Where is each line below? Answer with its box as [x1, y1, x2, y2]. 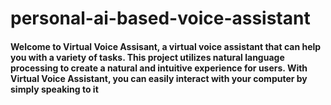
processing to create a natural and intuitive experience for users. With [10, 62, 308, 74]
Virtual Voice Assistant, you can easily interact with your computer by [10, 72, 308, 84]
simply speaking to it [10, 83, 99, 95]
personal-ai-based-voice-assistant [10, 7, 311, 30]
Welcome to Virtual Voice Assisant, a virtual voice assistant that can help [10, 40, 322, 52]
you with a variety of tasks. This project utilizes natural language [10, 51, 285, 63]
